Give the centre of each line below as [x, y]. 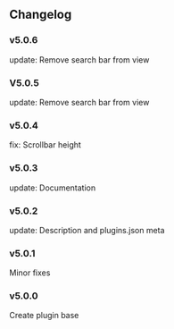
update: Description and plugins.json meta [87, 230]
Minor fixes [30, 273]
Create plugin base [44, 316]
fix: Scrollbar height [46, 145]
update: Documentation [53, 188]
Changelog [41, 15]
